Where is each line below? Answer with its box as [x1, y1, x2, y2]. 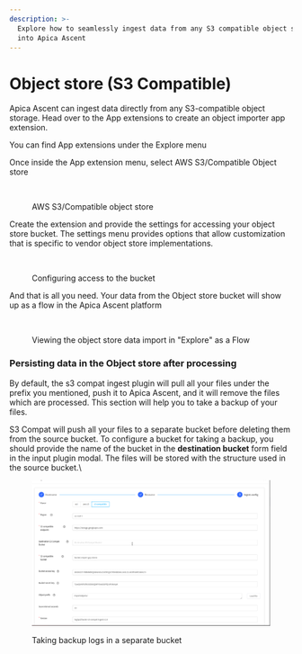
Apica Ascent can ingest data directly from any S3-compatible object [9, 103, 265, 114]
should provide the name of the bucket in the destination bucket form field [9, 443, 288, 453]
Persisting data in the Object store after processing [9, 357, 237, 370]
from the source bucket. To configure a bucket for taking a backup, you [9, 433, 274, 444]
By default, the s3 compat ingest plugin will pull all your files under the [9, 378, 270, 389]
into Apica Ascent [17, 33, 87, 42]
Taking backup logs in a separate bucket [31, 635, 182, 646]
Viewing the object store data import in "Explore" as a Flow [31, 335, 250, 345]
